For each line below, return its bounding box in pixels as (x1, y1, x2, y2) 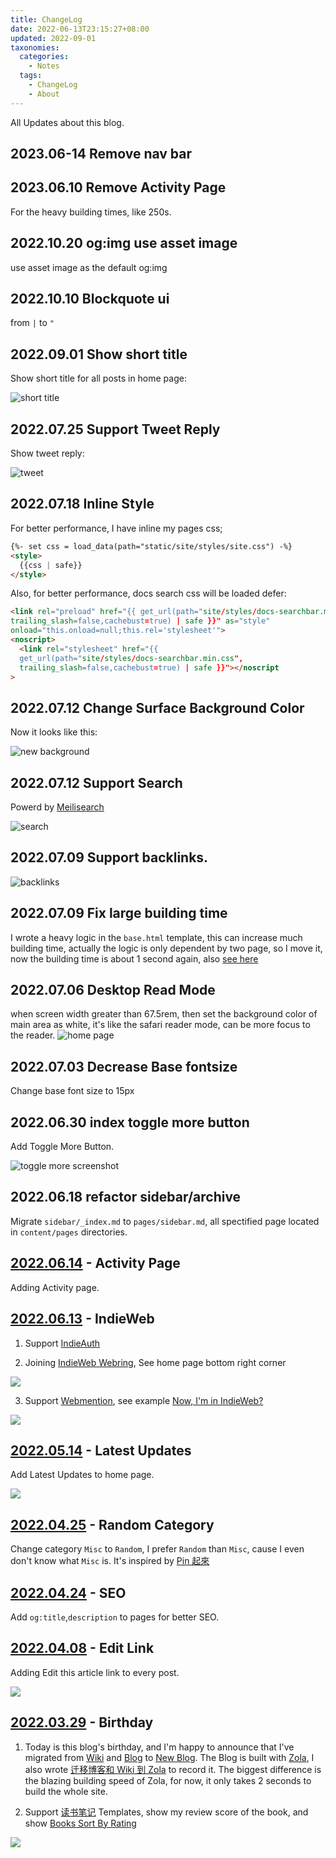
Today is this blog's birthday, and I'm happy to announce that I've (24, 1741, 295, 1753)
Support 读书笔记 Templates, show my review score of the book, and (24, 1806, 309, 1818)
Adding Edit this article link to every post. (10, 1666, 180, 1678)
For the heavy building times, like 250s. (10, 206, 172, 218)
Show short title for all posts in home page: (10, 372, 187, 385)
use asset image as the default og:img (10, 261, 168, 273)
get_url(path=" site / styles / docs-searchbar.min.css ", (19, 653, 244, 663)
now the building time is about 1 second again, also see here (10, 952, 259, 965)
